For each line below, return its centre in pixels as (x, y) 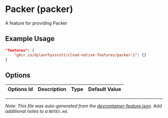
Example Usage (30, 39)
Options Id (20, 89)
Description (52, 89)
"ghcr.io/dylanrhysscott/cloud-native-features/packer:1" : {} (80, 55)
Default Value (105, 89)
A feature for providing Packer (36, 23)
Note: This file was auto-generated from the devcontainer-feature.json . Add (83, 106)
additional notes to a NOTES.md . (37, 111)
